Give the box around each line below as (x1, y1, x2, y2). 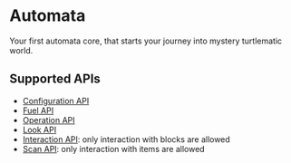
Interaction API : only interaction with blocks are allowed (22, 133, 231, 145)
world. (9, 44, 34, 55)
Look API (22, 124, 57, 135)
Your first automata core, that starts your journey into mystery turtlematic (9, 35, 283, 46)
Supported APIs (9, 72, 102, 87)
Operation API (22, 114, 75, 125)
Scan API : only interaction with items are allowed (22, 143, 206, 154)
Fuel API (22, 105, 54, 116)
